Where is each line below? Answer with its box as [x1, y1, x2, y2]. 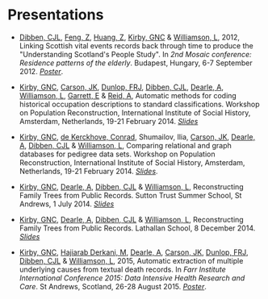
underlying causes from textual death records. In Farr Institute [19, 264, 227, 274]
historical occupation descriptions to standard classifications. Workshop [19, 99, 260, 109]
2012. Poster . [19, 66, 64, 76]
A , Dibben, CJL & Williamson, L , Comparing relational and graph [19, 140, 232, 150]
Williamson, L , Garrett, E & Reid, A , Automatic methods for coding [19, 90, 237, 100]
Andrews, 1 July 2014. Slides [19, 199, 115, 209]
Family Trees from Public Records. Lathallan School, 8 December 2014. [19, 223, 256, 233]
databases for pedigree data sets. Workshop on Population [19, 149, 216, 159]
